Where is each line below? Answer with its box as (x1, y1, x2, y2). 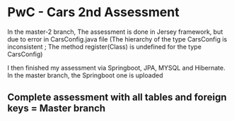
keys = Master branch (7, 103, 106, 115)
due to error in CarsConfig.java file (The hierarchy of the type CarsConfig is (7, 34, 228, 43)
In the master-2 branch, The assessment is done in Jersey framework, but (7, 27, 223, 36)
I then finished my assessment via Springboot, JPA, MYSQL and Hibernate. (7, 63, 226, 72)
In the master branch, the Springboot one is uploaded (7, 71, 163, 79)
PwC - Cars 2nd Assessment (7, 4, 180, 20)
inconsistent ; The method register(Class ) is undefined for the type (7, 42, 201, 51)
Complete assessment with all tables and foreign (7, 91, 228, 103)
